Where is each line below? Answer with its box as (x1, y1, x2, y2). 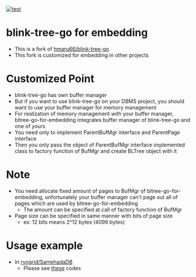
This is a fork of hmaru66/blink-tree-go (14, 45, 109, 52)
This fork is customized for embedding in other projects (14, 52, 149, 59)
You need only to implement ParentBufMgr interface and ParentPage (14, 129, 180, 136)
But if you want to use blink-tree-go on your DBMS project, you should (14, 97, 185, 105)
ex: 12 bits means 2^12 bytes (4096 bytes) (23, 218, 125, 225)
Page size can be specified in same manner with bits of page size (14, 212, 173, 219)
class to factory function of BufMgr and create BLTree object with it (14, 147, 177, 155)
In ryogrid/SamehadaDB (14, 258, 73, 265)
